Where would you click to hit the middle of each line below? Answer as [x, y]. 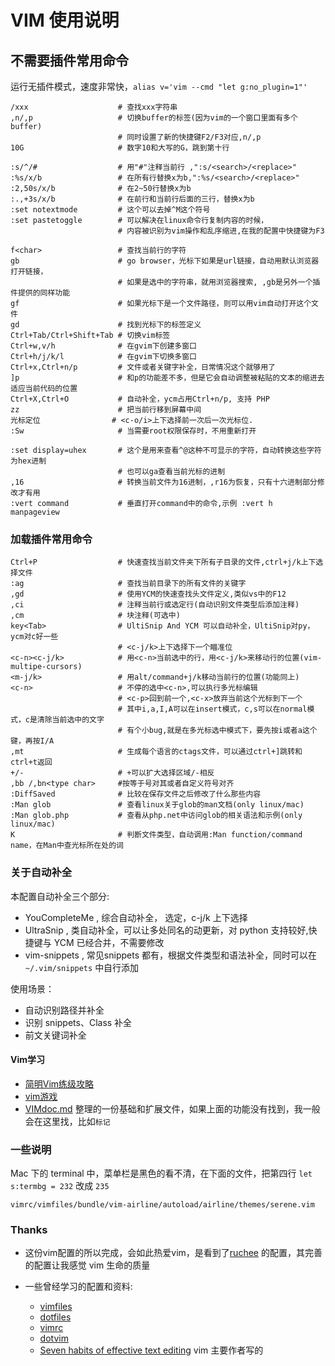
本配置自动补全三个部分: [60, 896]
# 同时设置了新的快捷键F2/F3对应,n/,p [189, 137]
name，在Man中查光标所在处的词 [67, 846]
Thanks [29, 1230]
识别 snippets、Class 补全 [78, 1022]
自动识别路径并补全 [64, 1010]
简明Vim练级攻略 [59, 1083]
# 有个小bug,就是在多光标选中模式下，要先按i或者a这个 [217, 731]
